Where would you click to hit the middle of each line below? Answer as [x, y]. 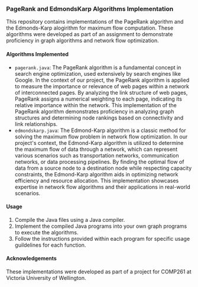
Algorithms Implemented [38, 54]
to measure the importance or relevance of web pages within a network [102, 86]
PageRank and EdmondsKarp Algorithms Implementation [90, 9]
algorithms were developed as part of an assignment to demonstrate [90, 34]
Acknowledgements [32, 259]
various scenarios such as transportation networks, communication [97, 155]
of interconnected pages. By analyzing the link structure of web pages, [101, 92]
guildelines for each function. [50, 245]
